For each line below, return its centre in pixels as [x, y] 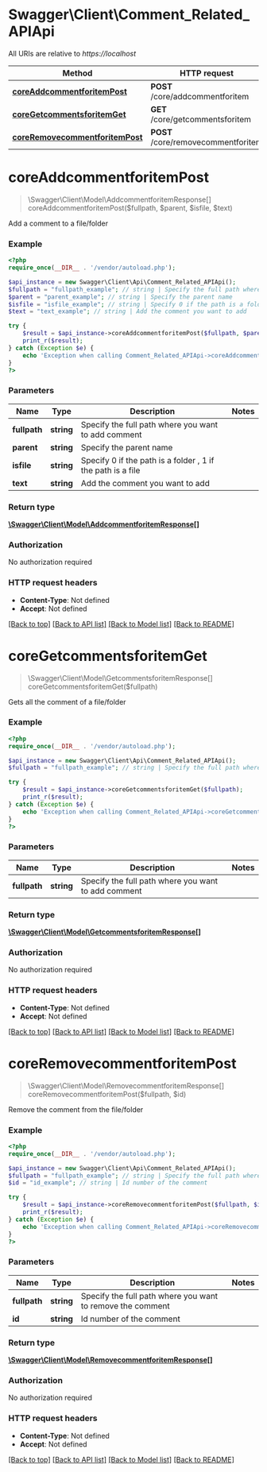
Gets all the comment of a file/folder [67, 701]
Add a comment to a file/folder [58, 223]
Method [77, 73]
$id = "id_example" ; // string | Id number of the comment [108, 1183]
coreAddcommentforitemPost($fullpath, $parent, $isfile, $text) [130, 207]
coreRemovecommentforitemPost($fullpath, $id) [107, 1094]
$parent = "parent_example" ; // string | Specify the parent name [120, 297]
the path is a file [110, 470]
